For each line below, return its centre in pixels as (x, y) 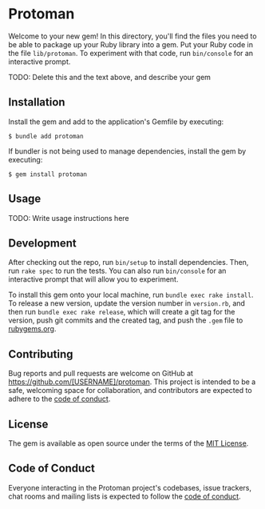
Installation (37, 102)
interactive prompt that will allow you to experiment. (93, 279)
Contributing (41, 354)
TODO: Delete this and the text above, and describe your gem (110, 77)
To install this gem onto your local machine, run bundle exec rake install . (131, 295)
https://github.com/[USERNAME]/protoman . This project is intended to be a (132, 382)
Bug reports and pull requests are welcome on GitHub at (101, 374)
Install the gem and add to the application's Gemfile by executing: (116, 122)
